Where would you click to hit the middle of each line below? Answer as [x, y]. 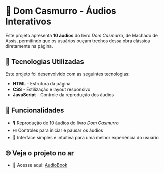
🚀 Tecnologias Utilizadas [45, 62]
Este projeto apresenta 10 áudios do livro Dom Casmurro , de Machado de [82, 35]
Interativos [28, 21]
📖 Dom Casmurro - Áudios [61, 11]
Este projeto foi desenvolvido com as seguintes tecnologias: [67, 74]
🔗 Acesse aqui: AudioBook [40, 165]
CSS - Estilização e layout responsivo [51, 89]
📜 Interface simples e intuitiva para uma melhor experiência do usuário [86, 137]
